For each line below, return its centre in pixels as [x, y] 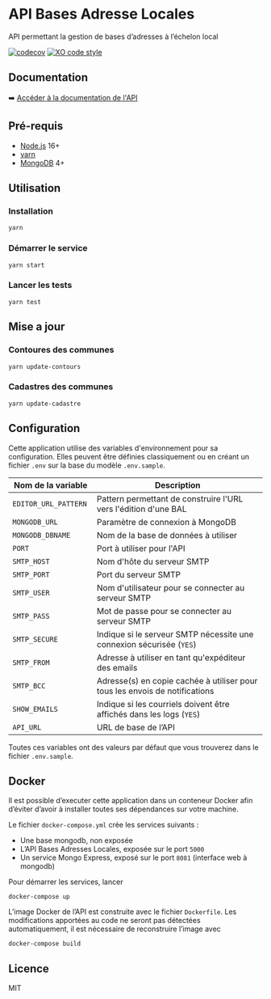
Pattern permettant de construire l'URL [170, 498]
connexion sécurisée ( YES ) [146, 644]
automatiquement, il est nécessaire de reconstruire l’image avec [115, 929]
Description [177, 485]
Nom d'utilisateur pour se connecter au [171, 587]
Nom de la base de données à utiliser [167, 535]
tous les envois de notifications [155, 691]
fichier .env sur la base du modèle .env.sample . [87, 465]
